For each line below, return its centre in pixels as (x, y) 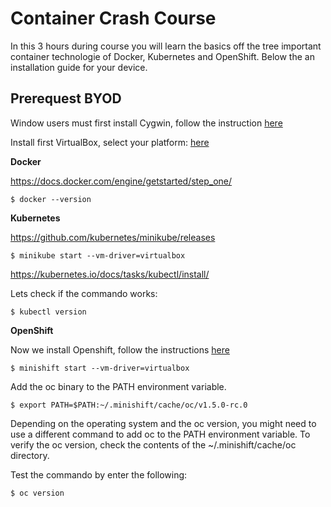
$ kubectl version (48, 312)
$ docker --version (51, 199)
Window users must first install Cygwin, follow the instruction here (146, 123)
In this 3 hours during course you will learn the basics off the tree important (166, 46)
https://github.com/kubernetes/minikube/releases (113, 237)
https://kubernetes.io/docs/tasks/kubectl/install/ (110, 274)
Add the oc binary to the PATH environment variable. (118, 386)
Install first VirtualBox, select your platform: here (110, 142)
